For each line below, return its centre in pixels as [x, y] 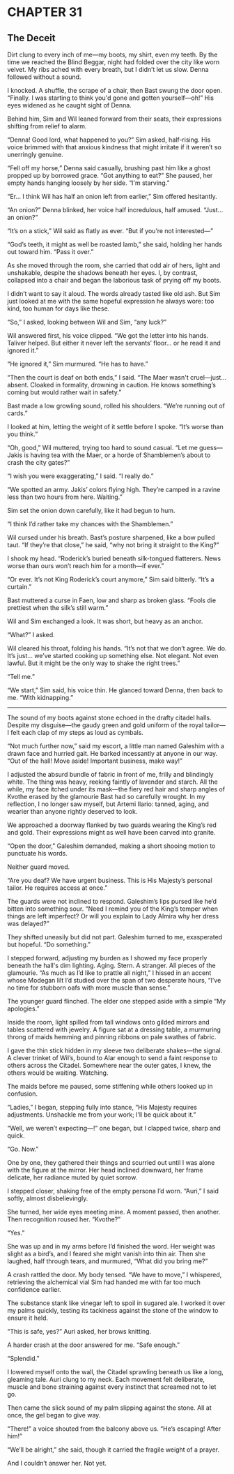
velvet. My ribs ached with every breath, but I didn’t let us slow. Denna [108, 69]
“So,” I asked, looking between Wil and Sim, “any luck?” [87, 322]
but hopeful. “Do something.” [49, 944]
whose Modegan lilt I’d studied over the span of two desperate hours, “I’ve [114, 980]
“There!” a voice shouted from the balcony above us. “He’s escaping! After [114, 1429]
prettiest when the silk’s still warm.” [58, 608]
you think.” [23, 434]
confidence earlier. [34, 1289]
